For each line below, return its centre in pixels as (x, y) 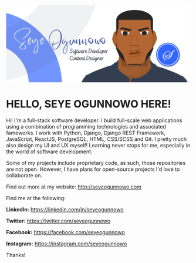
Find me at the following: (36, 198)
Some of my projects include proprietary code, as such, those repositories (96, 163)
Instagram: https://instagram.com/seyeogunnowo (67, 244)
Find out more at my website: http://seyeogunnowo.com (74, 187)
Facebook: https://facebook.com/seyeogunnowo (65, 232)
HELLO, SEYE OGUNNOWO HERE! (89, 104)
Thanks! (16, 255)
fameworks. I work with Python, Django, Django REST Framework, (86, 133)
